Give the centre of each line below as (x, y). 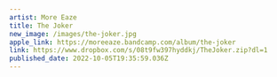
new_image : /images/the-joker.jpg (73, 34)
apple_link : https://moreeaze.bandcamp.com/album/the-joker (123, 42)
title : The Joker (41, 26)
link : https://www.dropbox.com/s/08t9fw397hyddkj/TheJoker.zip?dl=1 (138, 50)
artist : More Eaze (43, 17)
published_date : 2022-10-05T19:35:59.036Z (89, 58)
